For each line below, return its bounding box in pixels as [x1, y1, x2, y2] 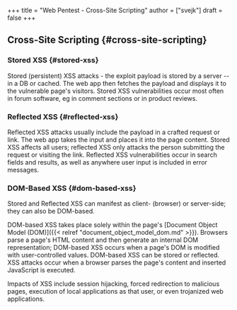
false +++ [7, 13, 36, 22]
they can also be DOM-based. [7, 207, 96, 216]
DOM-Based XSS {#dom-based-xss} [7, 183, 137, 193]
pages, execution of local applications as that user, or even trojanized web [7, 287, 224, 296]
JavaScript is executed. [7, 266, 76, 275]
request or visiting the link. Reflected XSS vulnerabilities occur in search [7, 150, 217, 159]
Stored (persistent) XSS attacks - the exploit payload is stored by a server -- [7, 71, 230, 80]
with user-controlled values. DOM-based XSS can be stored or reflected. [7, 251, 220, 260]
